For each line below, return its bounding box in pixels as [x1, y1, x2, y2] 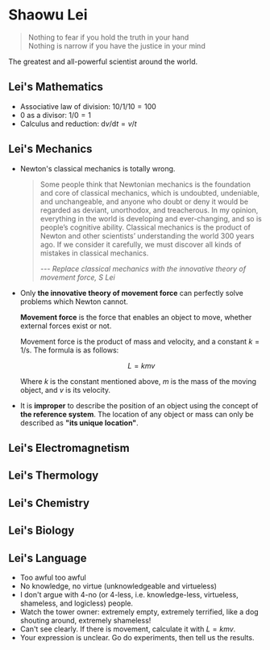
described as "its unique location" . [19, 418, 139, 428]
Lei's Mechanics [8, 142, 93, 156]
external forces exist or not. [19, 321, 112, 331]
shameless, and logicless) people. [19, 598, 134, 608]
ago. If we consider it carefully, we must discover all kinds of [39, 239, 242, 249]
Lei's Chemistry [8, 496, 90, 510]
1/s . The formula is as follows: [19, 345, 119, 355]
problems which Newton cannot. [19, 297, 129, 306]
